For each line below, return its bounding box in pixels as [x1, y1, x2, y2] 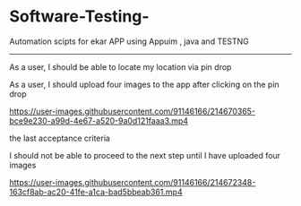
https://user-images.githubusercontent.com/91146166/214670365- [9, 106, 256, 116]
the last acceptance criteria [9, 133, 110, 143]
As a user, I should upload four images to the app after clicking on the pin [9, 79, 279, 90]
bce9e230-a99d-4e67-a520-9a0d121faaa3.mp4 [9, 115, 189, 126]
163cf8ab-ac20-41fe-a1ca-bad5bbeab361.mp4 [9, 186, 183, 197]
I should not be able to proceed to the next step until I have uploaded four [9, 150, 280, 160]
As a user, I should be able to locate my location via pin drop [9, 61, 232, 73]
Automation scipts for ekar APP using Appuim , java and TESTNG [9, 36, 249, 47]
